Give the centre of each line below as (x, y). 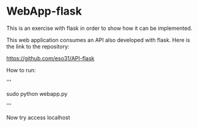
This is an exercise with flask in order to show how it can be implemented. (99, 28)
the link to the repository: (38, 46)
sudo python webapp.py (37, 93)
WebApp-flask (44, 11)
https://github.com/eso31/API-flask (50, 58)
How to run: (21, 70)
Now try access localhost (38, 117)
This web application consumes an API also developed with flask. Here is (98, 40)
